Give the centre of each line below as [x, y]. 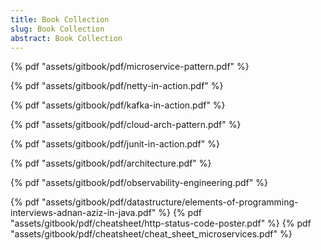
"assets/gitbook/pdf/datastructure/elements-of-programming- [170, 202]
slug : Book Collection [57, 29]
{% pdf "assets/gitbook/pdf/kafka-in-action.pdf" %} [118, 105]
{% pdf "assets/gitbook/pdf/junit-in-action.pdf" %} [115, 144]
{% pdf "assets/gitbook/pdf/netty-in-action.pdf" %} [117, 86]
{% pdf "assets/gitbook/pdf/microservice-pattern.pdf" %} [130, 67]
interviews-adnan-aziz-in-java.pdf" [83, 213]
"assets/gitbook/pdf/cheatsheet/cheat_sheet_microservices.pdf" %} [151, 234]
